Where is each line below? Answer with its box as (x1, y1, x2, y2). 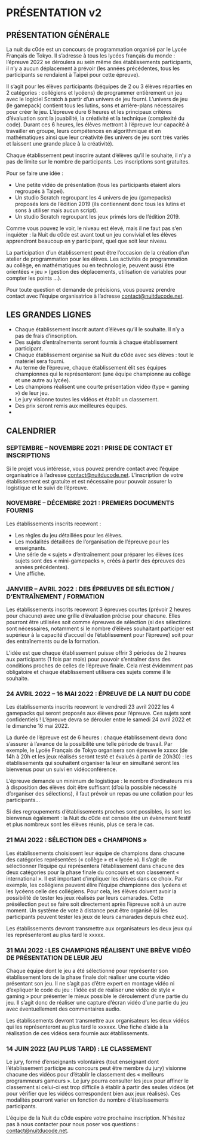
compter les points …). (6, 274, 61, 282)
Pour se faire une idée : (6, 170, 64, 177)
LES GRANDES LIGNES (6, 310, 91, 320)
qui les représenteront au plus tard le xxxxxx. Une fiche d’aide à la (6, 1023, 168, 1030)
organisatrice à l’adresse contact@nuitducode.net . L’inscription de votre (6, 471, 183, 479)
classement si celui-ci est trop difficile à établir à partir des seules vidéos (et (6, 1084, 194, 1091)
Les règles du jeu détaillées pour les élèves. (14, 531, 123, 539)
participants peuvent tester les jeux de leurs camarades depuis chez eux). (6, 913, 189, 920)
